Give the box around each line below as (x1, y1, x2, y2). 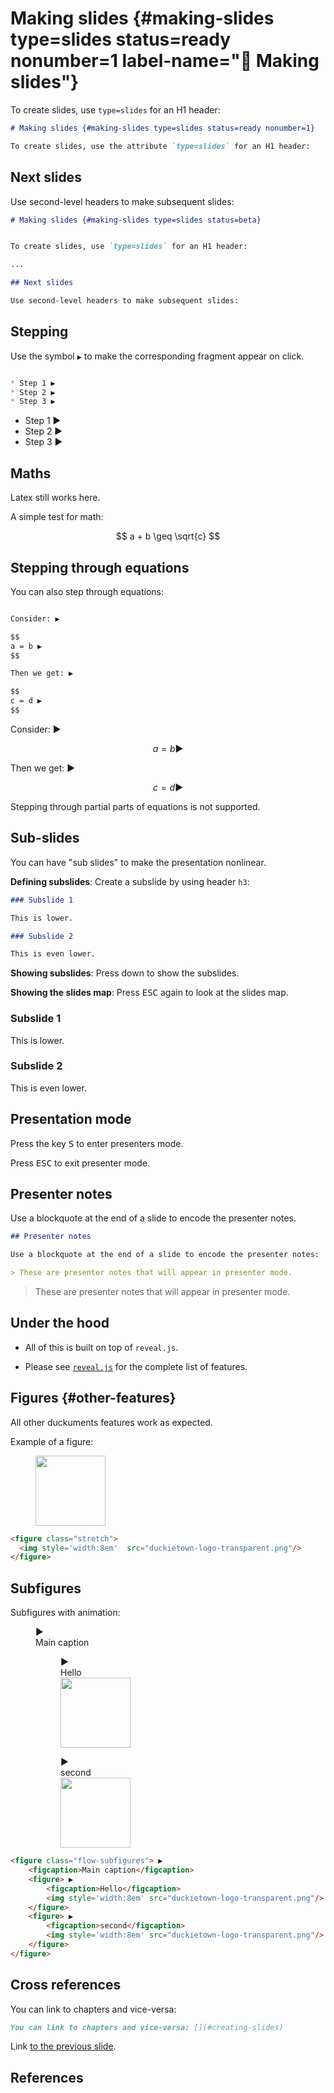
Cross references (10, 1977, 122, 1994)
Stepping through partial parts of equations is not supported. (10, 800, 261, 812)
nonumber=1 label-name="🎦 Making (10, 50, 320, 72)
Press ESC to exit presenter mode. (10, 1157, 151, 1169)
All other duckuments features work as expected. (10, 1416, 213, 1428)
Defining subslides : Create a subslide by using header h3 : (10, 875, 250, 887)
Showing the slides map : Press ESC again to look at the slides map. (10, 987, 289, 999)
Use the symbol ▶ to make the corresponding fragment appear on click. (10, 350, 305, 362)
